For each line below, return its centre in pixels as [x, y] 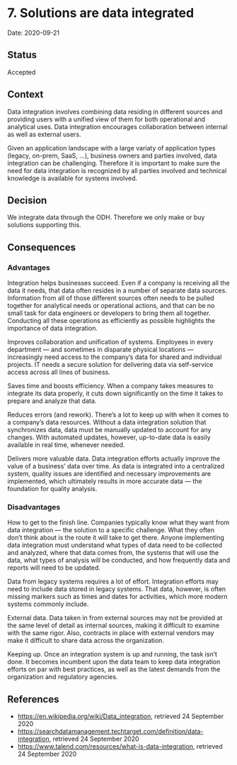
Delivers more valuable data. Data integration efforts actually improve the [114, 458]
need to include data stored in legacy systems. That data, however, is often [117, 589]
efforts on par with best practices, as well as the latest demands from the [114, 669]
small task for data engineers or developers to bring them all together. [109, 313]
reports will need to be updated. [54, 568]
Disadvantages [34, 507]
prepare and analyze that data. [52, 401]
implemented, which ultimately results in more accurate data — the [105, 481]
